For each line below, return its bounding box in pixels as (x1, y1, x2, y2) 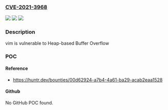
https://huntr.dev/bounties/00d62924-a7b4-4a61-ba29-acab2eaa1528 (12, 76, 163, 82)
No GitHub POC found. (5, 99, 53, 105)
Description (5, 29, 35, 36)
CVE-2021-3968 (5, 4, 48, 11)
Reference (5, 65, 28, 72)
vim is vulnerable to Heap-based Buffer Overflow (5, 40, 109, 46)
